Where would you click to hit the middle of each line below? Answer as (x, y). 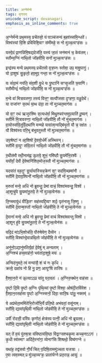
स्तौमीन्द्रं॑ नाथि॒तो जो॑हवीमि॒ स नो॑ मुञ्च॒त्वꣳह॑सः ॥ (40, 89)
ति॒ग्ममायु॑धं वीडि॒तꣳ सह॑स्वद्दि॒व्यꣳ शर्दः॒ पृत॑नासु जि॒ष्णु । (44, 202)
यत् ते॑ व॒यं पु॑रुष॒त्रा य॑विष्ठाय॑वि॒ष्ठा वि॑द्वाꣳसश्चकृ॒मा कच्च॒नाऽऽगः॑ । (52, 334)
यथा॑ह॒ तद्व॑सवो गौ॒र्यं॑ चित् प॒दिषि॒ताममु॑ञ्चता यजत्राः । (43, 349)
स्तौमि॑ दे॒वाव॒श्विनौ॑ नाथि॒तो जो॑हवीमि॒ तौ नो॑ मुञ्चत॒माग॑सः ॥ (48, 177)
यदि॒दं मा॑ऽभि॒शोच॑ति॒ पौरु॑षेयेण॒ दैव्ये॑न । (33, 232)
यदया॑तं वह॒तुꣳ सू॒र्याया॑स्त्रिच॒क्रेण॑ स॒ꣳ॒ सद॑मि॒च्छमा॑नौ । (43, 171)
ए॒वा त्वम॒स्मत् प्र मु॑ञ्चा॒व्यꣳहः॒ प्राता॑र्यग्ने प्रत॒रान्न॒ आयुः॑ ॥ (44, 355)
